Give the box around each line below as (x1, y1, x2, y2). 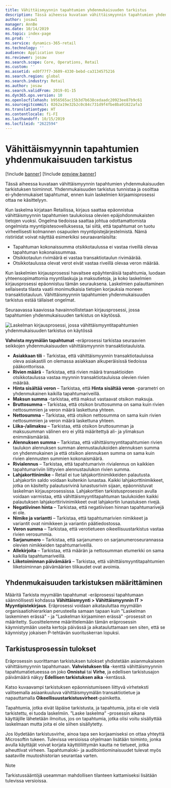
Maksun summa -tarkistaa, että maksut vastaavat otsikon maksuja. (12, 396, 154, 402)
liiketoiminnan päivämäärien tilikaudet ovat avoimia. (12, 563, 121, 569)
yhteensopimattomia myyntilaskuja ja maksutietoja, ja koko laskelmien (5, 275, 152, 281)
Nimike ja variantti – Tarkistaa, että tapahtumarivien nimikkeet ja (12, 515, 148, 521)
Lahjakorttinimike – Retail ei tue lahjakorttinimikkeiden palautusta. (12, 472, 151, 478)
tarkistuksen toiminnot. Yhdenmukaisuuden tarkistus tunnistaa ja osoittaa (5, 186, 159, 192)
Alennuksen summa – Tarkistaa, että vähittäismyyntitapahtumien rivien (12, 439, 163, 445)
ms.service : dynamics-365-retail (5, 41, 76, 46)
